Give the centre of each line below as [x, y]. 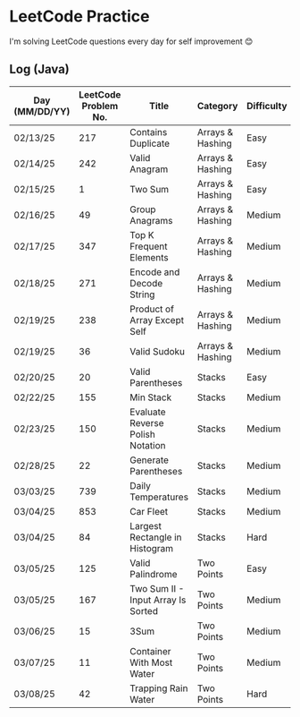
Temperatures [159, 497]
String [142, 294]
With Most [151, 662]
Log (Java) [39, 69]
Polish [142, 434]
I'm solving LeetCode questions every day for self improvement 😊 [131, 41]
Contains [148, 132]
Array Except [157, 320]
